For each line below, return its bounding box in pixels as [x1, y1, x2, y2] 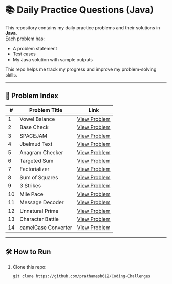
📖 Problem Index [5, 91, 59, 100]
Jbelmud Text [19, 140, 53, 147]
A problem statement [12, 45, 57, 51]
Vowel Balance [19, 115, 55, 122]
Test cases [12, 51, 36, 57]
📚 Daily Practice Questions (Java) [5, 4, 154, 16]
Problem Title [29, 106, 63, 113]
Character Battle [19, 215, 59, 222]
